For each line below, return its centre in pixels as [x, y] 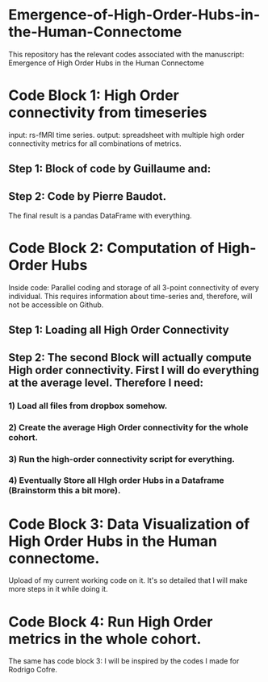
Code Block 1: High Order [94, 96]
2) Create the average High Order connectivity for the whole [128, 427]
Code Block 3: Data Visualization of [129, 524]
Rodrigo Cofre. [33, 670]
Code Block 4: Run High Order [111, 622]
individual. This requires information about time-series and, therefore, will [130, 297]
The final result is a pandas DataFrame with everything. [100, 216]
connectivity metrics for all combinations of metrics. [95, 143]
